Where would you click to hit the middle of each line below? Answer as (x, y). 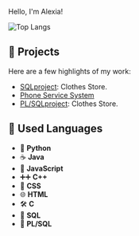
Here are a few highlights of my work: (69, 71)
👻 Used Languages (56, 129)
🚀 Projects (34, 52)
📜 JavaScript (41, 168)
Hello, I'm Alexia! (36, 12)
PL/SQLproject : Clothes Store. (69, 104)
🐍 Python (35, 147)
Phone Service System (57, 95)
